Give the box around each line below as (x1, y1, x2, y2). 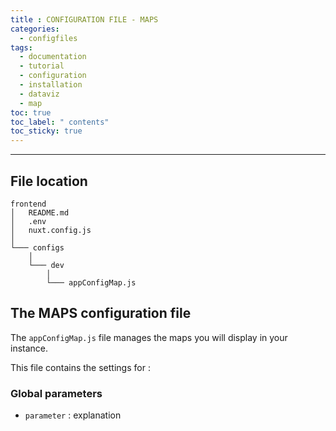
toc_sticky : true (10, 126, 83, 136)
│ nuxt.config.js (10, 225, 92, 235)
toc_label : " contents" (10, 117, 110, 127)
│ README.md (10, 207, 70, 218)
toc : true (10, 107, 52, 118)
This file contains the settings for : (10, 361, 151, 373)
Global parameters (10, 386, 103, 400)
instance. (10, 342, 49, 354)
